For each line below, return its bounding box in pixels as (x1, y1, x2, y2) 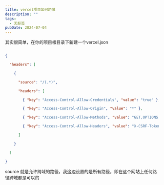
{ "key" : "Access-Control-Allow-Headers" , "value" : (22, 124, 130, 129)
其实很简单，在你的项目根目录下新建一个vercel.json (5, 40, 108, 45)
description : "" (5, 12, 38, 17)
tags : (5, 16, 16, 21)
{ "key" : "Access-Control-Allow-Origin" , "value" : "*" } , (22, 106, 143, 111)
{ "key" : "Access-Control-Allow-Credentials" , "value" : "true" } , (22, 97, 161, 103)
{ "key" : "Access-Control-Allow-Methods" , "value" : (22, 115, 130, 120)
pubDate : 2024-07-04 (5, 25, 47, 30)
